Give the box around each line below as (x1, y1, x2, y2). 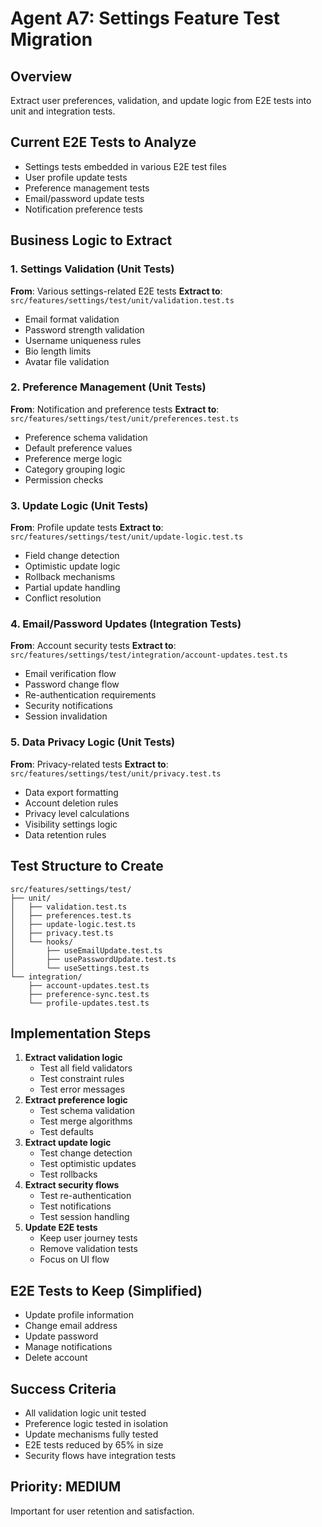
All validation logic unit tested (24, 1407, 147, 1419)
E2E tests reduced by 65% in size (24, 1438, 164, 1451)
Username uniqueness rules (24, 334, 142, 346)
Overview (10, 68, 73, 85)
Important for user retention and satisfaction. (10, 1505, 195, 1517)
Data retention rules (24, 828, 107, 841)
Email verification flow (24, 668, 117, 680)
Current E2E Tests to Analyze (10, 134, 197, 151)
